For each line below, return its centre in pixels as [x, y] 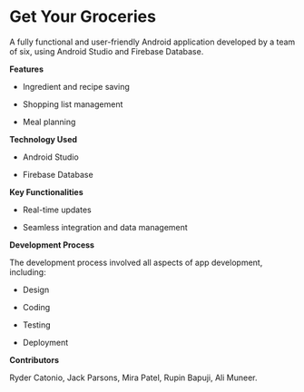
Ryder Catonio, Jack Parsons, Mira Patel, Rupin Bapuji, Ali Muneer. [133, 377]
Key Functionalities [46, 191]
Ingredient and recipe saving [76, 86]
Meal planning [49, 122]
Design [36, 289]
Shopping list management [73, 104]
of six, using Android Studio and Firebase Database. [107, 51]
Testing [37, 325]
